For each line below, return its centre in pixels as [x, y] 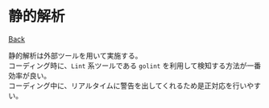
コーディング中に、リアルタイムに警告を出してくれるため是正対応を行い [128, 86]
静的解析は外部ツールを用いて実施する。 [75, 55]
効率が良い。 [29, 75]
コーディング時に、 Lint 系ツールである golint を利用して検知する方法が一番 [135, 66]
